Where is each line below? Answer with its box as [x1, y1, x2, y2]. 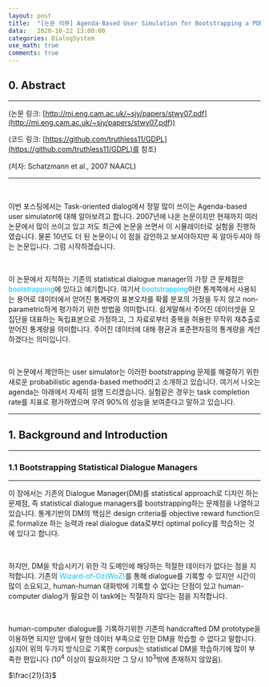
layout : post [8, 11, 52, 20]
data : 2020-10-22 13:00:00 [8, 26, 106, 35]
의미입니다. [35, 334, 70, 343]
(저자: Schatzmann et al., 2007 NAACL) [8, 161, 137, 171]
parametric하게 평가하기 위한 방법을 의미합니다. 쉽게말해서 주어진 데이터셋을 [8, 304, 247, 314]
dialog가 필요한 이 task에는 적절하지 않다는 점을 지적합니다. [42, 591, 228, 600]
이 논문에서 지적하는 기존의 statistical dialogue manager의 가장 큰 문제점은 [8, 274, 244, 283]
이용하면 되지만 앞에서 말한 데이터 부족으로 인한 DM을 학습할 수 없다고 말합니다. [8, 633, 257, 643]
